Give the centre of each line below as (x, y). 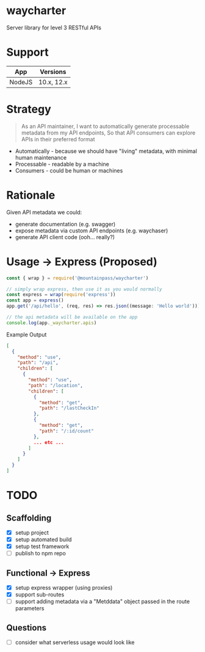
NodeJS (21, 82)
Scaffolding (29, 518)
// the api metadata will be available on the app (72, 317)
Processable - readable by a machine (62, 164)
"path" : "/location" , (56, 385)
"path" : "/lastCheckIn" (69, 408)
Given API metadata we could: (44, 212)
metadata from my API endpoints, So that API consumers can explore (108, 133)
